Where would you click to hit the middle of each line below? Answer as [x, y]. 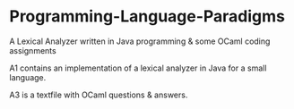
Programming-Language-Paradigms [147, 17]
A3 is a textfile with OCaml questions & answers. [99, 95]
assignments [33, 50]
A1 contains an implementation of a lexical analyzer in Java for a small [138, 68]
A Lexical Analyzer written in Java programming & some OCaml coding [140, 41]
